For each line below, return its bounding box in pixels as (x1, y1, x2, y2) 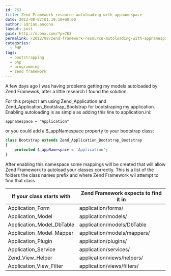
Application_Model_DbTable (8, 221, 75, 228)
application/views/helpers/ (79, 254, 144, 261)
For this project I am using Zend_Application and (5, 98, 107, 104)
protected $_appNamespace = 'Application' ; (14, 147, 108, 152)
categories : (5, 41, 31, 46)
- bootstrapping (10, 54, 44, 60)
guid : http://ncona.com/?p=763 (5, 31, 72, 36)
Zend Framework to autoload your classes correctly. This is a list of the (5, 167, 154, 173)
